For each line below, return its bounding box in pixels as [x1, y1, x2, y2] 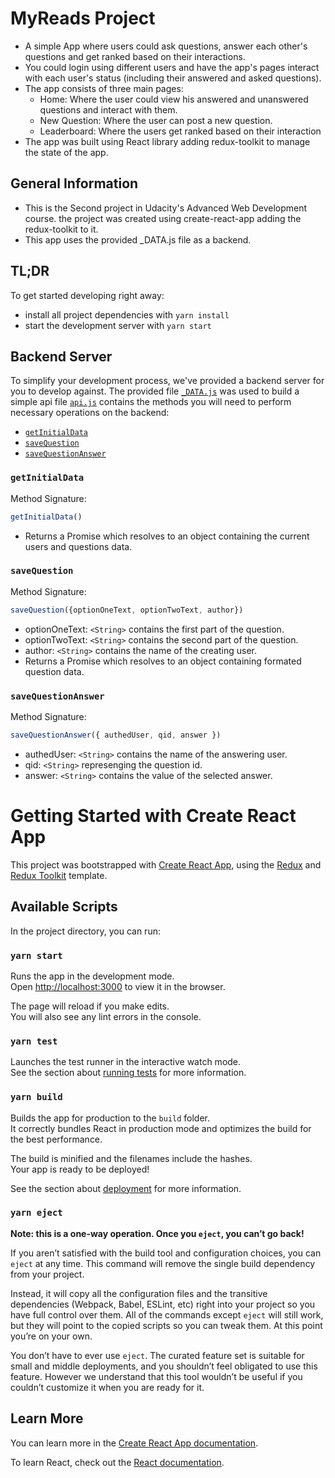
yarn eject [10, 1207, 63, 1219]
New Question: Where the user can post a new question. [39, 114, 273, 126]
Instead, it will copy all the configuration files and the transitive [10, 1287, 268, 1299]
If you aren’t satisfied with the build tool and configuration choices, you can [10, 1247, 322, 1259]
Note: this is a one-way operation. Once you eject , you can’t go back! [10, 1227, 305, 1239]
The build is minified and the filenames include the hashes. [10, 1152, 253, 1164]
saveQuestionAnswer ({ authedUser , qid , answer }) [10, 730, 222, 741]
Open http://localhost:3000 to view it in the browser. [10, 980, 226, 992]
